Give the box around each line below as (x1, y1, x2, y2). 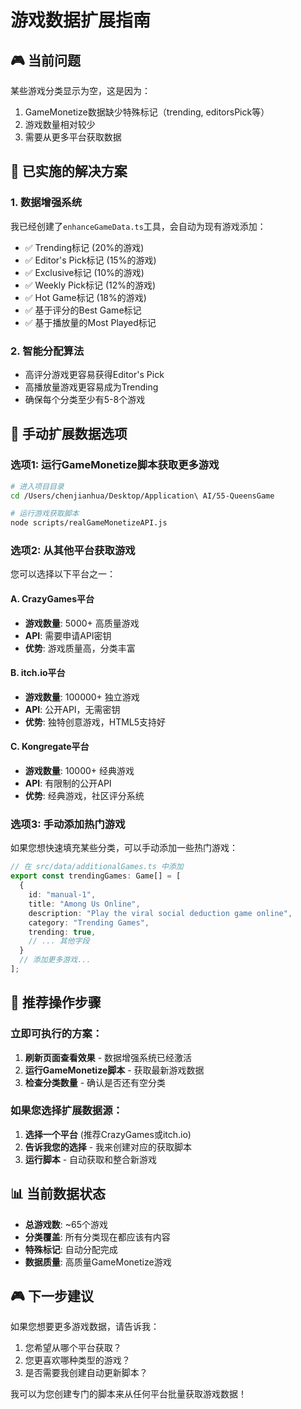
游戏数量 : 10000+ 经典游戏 (24, 765, 135, 777)
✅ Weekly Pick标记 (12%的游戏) (24, 279, 157, 291)
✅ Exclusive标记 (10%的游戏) (24, 266, 145, 278)
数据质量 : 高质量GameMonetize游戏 (24, 1256, 172, 1268)
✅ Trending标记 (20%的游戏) (24, 241, 145, 253)
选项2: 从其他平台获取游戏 (10, 544, 136, 558)
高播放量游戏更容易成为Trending (24, 381, 159, 393)
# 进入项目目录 (10, 481, 65, 491)
